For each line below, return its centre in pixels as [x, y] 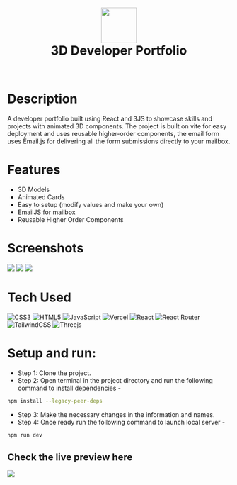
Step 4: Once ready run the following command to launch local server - [121, 422]
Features [34, 170]
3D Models [34, 189]
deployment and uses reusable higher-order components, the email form [113, 133]
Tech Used [40, 297]
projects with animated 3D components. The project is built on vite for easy [117, 126]
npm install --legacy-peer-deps [55, 401]
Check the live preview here [70, 457]
